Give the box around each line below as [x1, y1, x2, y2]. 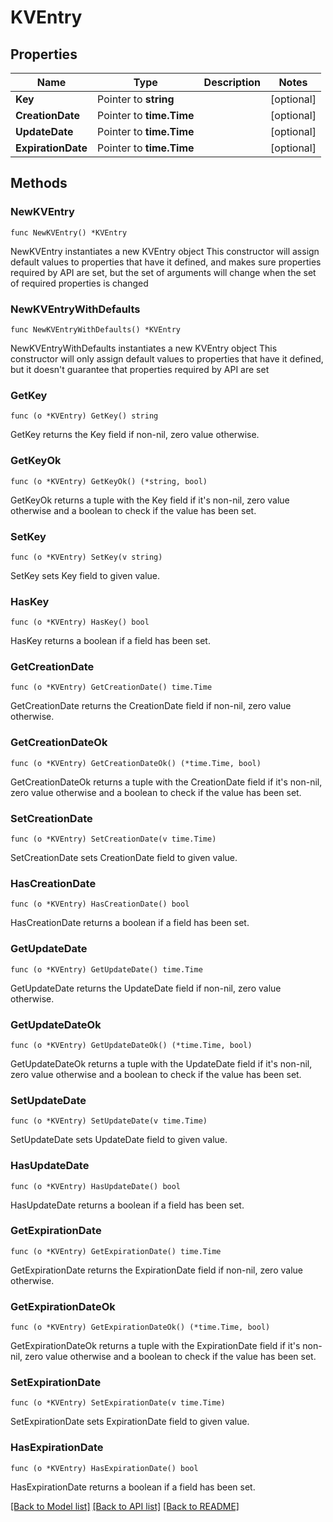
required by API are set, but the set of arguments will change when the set [10, 266, 317, 278]
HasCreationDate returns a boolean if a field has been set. [10, 917, 250, 929]
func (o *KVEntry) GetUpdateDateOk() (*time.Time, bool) [10, 1040, 253, 1050]
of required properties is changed [10, 277, 149, 289]
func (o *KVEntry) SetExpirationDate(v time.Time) [10, 1398, 226, 1408]
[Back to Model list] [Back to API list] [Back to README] [10, 1500, 240, 1512]
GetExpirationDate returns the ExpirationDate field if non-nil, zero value [10, 1264, 303, 1276]
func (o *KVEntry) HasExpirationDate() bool [10, 1463, 199, 1473]
